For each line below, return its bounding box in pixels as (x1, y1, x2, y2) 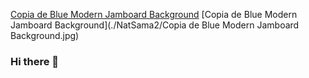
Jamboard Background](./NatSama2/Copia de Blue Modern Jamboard (10, 19, 300, 31)
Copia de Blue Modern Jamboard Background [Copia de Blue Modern (10, 9, 298, 20)
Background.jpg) (10, 30, 80, 41)
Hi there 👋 (10, 54, 60, 68)
